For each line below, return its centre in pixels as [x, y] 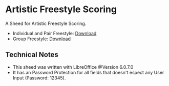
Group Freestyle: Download [41, 39]
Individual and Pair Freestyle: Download [55, 33]
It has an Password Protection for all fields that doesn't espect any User [88, 72]
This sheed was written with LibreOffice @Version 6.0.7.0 [73, 67]
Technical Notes [32, 55]
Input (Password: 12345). [39, 78]
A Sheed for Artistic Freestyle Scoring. [46, 23]
